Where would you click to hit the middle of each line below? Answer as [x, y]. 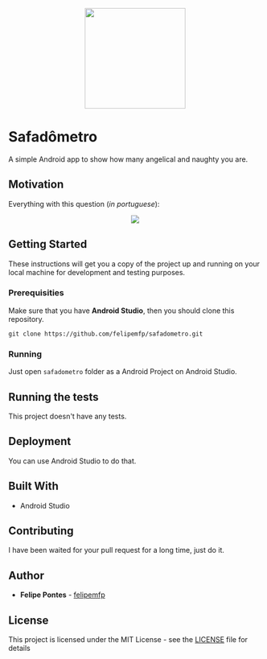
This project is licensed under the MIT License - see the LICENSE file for [128, 640]
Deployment [40, 441]
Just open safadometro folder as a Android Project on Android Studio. [123, 372]
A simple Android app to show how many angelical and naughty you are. [128, 159]
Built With [33, 486]
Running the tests [53, 397]
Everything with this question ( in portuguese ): [84, 204]
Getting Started [48, 244]
